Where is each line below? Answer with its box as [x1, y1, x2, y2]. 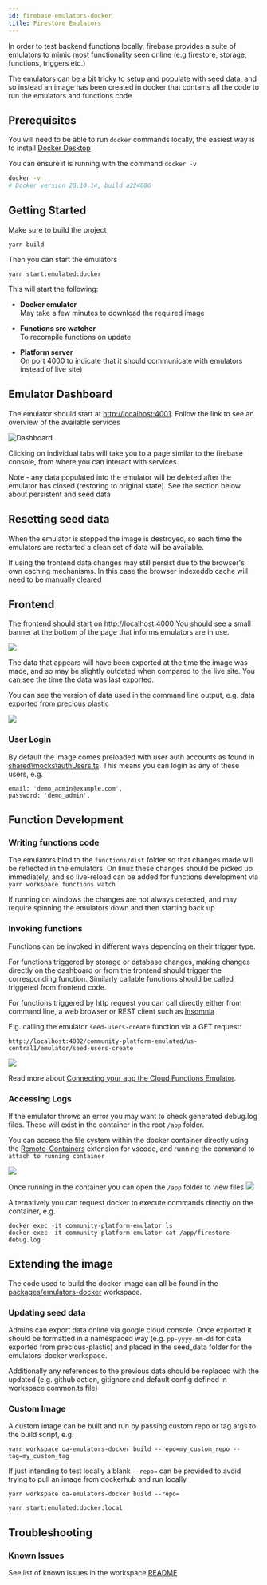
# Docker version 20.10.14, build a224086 [8, 181, 151, 190]
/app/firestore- [179, 1229, 234, 1237]
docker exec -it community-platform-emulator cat [8, 1229, 177, 1237]
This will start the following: [8, 284, 99, 293]
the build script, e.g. [8, 1430, 74, 1440]
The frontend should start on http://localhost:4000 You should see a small [8, 619, 251, 628]
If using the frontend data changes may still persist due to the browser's [8, 557, 245, 567]
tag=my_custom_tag [8, 1452, 69, 1460]
